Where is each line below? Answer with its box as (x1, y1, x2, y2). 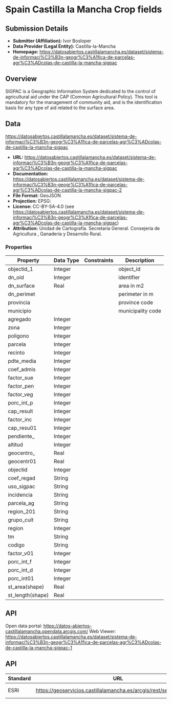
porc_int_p (8, 399, 33, 406)
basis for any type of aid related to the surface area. (5, 104, 115, 111)
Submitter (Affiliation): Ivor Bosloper (12, 38, 92, 44)
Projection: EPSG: (12, 198, 51, 204)
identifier (118, 274, 140, 281)
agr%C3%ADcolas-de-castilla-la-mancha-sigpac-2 (12, 187, 122, 193)
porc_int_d (8, 566, 33, 573)
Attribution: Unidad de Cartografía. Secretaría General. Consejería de (12, 225, 160, 231)
